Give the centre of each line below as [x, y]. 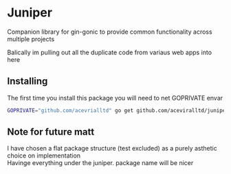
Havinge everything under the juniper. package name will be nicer [100, 163]
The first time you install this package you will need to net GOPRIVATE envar [115, 98]
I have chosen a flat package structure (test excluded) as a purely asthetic [112, 149]
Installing [27, 81]
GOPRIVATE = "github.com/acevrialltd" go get [70, 110]
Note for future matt [51, 132]
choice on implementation [44, 155]
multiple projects [31, 39]
